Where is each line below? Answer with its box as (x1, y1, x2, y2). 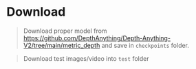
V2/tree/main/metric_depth (23, 41, 100, 49)
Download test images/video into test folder (23, 54, 149, 62)
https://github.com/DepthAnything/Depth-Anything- (23, 33, 171, 42)
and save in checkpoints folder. (101, 41, 190, 49)
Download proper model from (23, 27, 107, 35)
